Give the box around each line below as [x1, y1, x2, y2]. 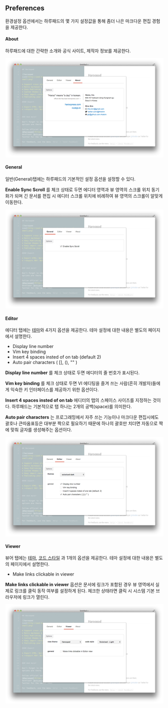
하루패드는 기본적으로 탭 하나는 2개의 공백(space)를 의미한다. [12, 404, 132, 410]
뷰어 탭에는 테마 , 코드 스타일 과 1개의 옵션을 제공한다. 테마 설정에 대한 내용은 [5, 555, 154, 561]
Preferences [5, 4, 45, 13]
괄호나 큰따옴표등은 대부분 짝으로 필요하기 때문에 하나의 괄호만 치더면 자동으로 [5, 421, 158, 427]
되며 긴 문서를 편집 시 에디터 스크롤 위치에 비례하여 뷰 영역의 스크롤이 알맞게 [14, 193, 163, 199]
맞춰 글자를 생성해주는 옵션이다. [10, 427, 72, 433]
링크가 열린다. [22, 594, 50, 600]
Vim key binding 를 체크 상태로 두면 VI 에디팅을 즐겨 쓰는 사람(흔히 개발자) [5, 381, 152, 387]
